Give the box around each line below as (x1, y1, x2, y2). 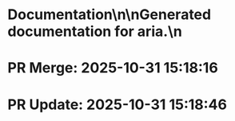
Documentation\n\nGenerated (7, 6, 212, 24)
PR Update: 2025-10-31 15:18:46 (7, 96, 227, 113)
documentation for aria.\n (7, 22, 183, 41)
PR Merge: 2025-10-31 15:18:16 (7, 59, 219, 77)
